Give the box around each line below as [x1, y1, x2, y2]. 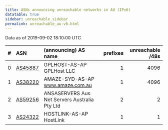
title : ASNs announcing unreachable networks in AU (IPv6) [5, 7, 131, 12]
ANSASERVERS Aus [43, 90, 91, 97]
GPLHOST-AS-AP [43, 61, 87, 68]
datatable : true [5, 12, 39, 17]
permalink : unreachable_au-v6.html [5, 21, 79, 26]
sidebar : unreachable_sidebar [5, 16, 68, 21]
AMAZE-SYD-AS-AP [43, 76, 95, 83]
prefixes [103, 50, 124, 57]
